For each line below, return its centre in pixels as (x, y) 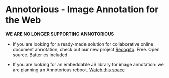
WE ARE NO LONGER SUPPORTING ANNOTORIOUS (60, 34)
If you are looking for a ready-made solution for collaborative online (83, 44)
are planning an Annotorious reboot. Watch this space (69, 70)
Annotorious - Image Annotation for (82, 9)
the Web (23, 20)
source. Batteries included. (41, 55)
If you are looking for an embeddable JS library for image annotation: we (88, 64)
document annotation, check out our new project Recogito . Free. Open (86, 49)
